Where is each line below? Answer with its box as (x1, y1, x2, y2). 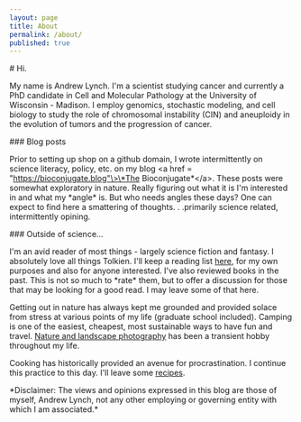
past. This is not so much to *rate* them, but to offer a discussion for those (9, 275, 288, 286)
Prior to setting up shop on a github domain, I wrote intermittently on (9, 154, 263, 165)
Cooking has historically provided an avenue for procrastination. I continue (9, 358, 287, 369)
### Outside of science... (9, 229, 104, 240)
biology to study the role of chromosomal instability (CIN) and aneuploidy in (9, 109, 290, 120)
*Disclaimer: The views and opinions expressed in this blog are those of (9, 385, 278, 396)
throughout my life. (9, 340, 80, 352)
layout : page (9, 13, 59, 23)
